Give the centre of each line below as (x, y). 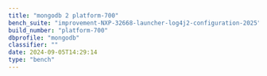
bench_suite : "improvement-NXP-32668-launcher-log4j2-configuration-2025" (135, 23)
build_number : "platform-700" (58, 30)
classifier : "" (33, 45)
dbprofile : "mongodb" (44, 38)
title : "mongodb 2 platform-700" (64, 15)
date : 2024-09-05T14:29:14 (53, 52)
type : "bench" (32, 60)
